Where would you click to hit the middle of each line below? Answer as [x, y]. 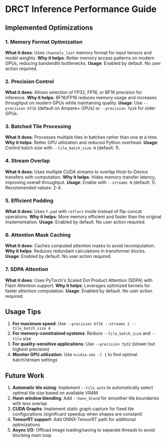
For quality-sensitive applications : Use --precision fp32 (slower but [83, 344]
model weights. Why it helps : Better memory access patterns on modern [80, 58]
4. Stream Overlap [28, 161]
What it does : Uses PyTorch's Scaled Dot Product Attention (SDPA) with [79, 280]
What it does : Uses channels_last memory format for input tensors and [78, 52]
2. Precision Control [30, 81]
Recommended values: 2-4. [34, 188]
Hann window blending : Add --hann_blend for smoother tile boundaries [86, 398]
